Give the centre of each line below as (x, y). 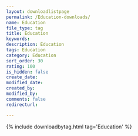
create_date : (22, 77)
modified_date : (25, 83)
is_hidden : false (27, 72)
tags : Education (26, 50)
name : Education (26, 22)
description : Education (35, 45)
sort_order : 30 (25, 61)
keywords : (18, 39)
